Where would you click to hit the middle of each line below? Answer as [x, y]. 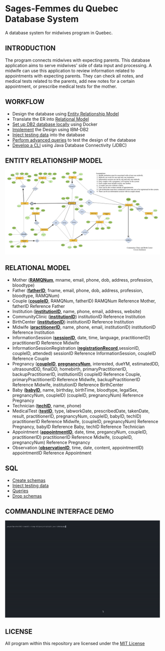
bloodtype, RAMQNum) [36, 295]
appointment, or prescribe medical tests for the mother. [61, 86]
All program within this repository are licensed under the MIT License [75, 644]
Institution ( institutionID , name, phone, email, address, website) [77, 311]
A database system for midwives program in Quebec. [59, 33]
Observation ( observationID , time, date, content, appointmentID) [78, 447]
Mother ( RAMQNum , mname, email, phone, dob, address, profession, [82, 280]
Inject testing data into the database [49, 135]
